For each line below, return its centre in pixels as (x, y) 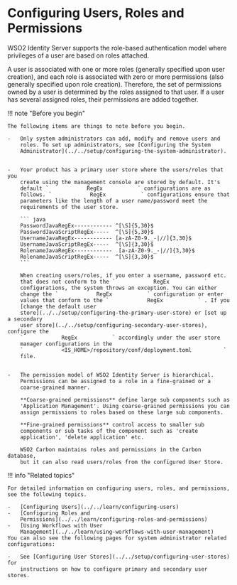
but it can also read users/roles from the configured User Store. (122, 462)
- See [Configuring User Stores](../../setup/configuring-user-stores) (119, 557)
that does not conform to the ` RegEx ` (114, 281)
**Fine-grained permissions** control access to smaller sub (112, 424)
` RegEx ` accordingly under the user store (120, 338)
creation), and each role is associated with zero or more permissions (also (116, 77)
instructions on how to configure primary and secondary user (114, 569)
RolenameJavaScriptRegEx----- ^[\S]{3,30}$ (87, 257)
